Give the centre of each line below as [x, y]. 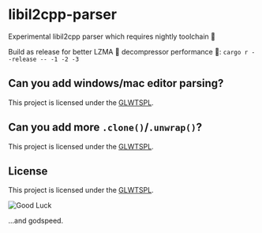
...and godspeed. [36, 221]
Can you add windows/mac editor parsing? [116, 83]
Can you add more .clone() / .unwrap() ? [105, 128]
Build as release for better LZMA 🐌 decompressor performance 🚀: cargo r [128, 51]
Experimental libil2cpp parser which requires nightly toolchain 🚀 [112, 36]
